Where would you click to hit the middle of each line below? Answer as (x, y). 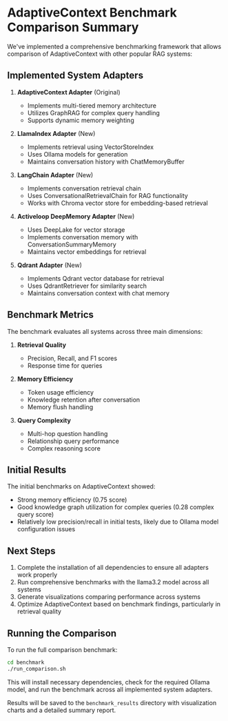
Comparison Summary (73, 27)
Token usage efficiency (61, 392)
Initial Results (37, 470)
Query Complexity (44, 420)
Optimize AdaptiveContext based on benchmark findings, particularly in (119, 604)
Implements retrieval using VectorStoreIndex (90, 147)
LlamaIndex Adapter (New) (56, 133)
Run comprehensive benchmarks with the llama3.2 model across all (113, 582)
